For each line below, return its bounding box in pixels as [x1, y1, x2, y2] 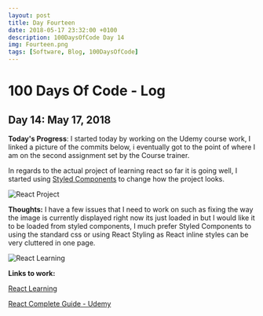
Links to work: [8, 269, 56, 277]
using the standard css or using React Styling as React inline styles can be [8, 230, 249, 239]
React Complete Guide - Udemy [8, 299, 111, 308]
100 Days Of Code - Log [8, 82, 166, 100]
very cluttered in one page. [8, 238, 96, 248]
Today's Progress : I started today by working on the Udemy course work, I [8, 134, 251, 143]
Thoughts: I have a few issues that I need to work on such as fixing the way [8, 205, 254, 214]
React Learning [8, 284, 57, 293]
